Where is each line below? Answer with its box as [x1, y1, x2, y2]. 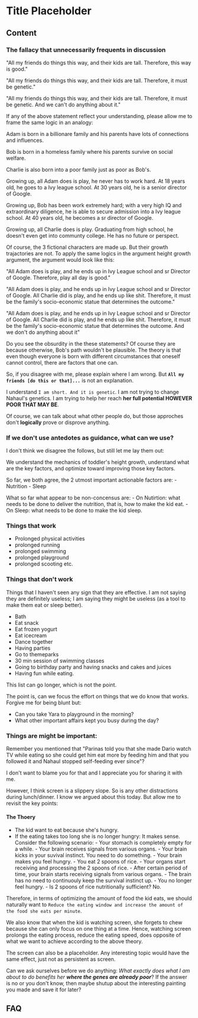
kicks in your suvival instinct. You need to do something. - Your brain [14, 852, 182, 859]
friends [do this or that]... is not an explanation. [6, 377, 134, 384]
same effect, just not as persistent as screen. [6, 956, 116, 963]
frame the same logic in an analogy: [6, 119, 93, 126]
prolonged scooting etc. [14, 560, 73, 568]
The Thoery [6, 813, 36, 820]
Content [6, 28, 37, 38]
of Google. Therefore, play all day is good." [6, 274, 111, 281]
